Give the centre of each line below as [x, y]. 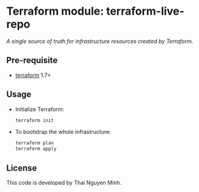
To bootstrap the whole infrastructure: [63, 132]
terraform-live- [145, 11]
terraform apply [36, 149]
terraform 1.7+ [33, 75]
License [22, 168]
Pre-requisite [32, 60]
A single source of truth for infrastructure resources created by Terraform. [100, 41]
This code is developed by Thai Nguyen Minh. [64, 183]
